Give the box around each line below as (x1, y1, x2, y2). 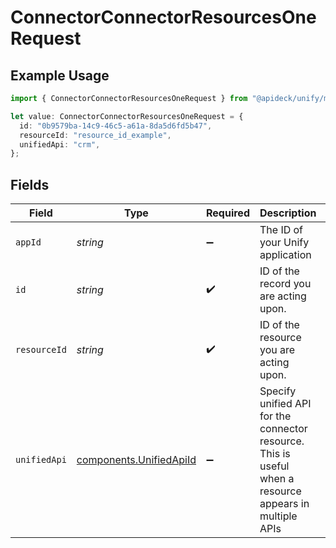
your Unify (259, 236, 310, 250)
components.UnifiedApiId (76, 453, 197, 467)
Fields (10, 176, 50, 193)
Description (259, 206, 317, 220)
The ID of (259, 223, 304, 237)
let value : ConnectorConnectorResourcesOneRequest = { (10, 111, 244, 121)
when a (259, 472, 295, 486)
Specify (259, 384, 297, 398)
